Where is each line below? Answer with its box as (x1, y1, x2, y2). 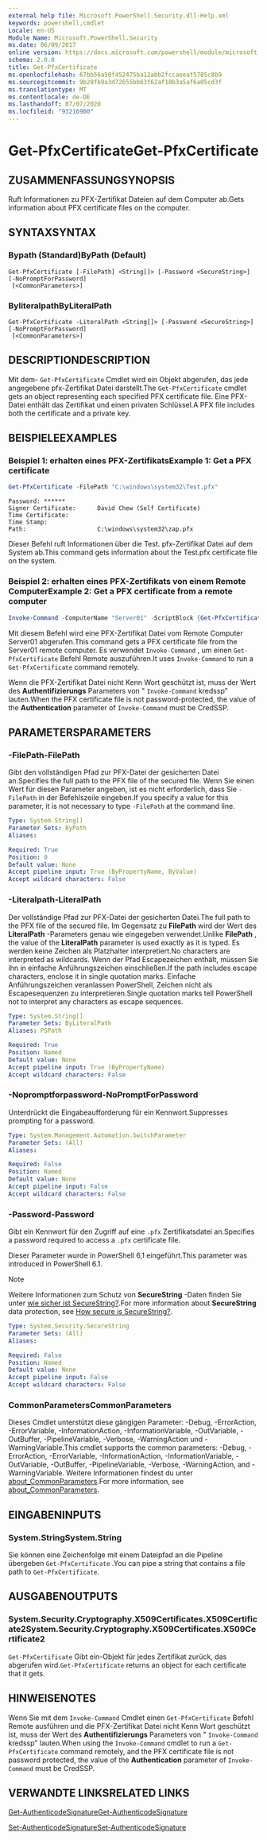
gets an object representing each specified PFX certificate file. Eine (8, 391, 230, 401)
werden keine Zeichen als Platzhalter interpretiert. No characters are (8, 946, 230, 956)
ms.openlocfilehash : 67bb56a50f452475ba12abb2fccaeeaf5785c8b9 (8, 71, 222, 79)
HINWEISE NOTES (8, 1691, 97, 1705)
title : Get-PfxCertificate (8, 64, 98, 72)
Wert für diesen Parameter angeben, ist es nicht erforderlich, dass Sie (8, 784, 237, 794)
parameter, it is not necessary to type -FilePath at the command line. (8, 802, 236, 811)
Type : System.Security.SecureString (8, 1322, 130, 1331)
